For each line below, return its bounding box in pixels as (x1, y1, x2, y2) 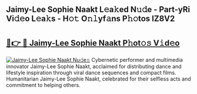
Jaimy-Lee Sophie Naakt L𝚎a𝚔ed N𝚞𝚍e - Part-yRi (6, 5, 190, 15)
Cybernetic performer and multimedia (91, 57, 183, 63)
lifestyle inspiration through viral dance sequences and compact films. (6, 69, 176, 76)
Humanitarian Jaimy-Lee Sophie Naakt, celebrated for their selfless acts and (6, 75, 191, 82)
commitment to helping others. (6, 82, 81, 88)
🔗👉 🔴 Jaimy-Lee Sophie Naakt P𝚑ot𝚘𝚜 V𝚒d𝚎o (6, 38, 180, 48)
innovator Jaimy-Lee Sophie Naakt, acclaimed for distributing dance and (6, 63, 182, 69)
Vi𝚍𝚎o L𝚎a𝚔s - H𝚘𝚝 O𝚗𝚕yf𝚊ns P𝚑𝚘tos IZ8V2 (6, 14, 175, 24)
